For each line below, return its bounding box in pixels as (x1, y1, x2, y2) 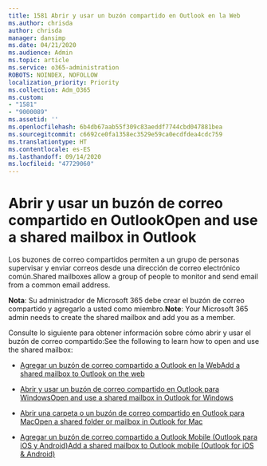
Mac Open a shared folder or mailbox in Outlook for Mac (19, 417, 203, 427)
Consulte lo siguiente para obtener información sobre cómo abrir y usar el (8, 328, 251, 338)
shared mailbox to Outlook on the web (19, 369, 145, 379)
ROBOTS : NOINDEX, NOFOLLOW (8, 71, 98, 79)
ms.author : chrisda (8, 19, 73, 27)
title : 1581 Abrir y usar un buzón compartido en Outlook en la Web (8, 11, 241, 20)
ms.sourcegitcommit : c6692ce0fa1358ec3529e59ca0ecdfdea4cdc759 (8, 130, 223, 138)
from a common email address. (8, 280, 111, 290)
